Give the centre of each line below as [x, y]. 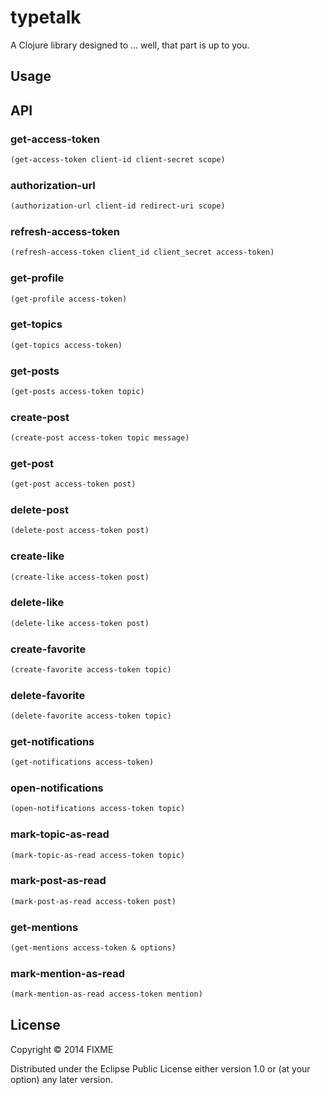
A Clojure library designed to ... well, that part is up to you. [130, 45]
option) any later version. [61, 1079]
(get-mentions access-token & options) [93, 947]
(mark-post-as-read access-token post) [93, 901]
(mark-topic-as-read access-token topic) [98, 855]
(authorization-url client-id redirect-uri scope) [118, 206]
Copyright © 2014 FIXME [62, 1049]
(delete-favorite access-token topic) [91, 716]
